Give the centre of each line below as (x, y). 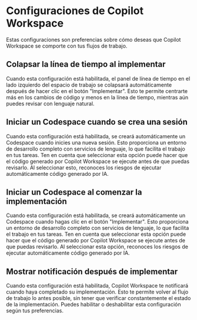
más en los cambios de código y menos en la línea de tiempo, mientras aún (97, 97)
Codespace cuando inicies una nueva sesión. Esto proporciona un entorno (96, 142)
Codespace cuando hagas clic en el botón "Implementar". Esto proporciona (98, 222)
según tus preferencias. (35, 311)
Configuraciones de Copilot (75, 11)
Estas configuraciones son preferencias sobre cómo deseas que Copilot (94, 39)
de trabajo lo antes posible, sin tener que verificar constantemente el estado (98, 298)
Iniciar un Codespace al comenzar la (74, 192)
